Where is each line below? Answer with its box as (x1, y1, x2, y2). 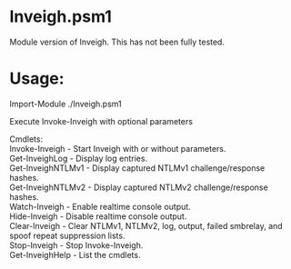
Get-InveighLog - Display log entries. (9, 153, 148, 164)
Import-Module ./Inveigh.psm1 (9, 98, 122, 109)
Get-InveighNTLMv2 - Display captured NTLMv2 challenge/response (9, 182, 268, 193)
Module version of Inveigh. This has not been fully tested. (9, 36, 226, 47)
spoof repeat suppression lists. (9, 230, 125, 241)
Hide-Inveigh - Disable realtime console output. (9, 211, 187, 222)
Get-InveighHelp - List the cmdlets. (9, 249, 141, 260)
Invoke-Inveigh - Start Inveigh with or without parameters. (9, 143, 226, 154)
